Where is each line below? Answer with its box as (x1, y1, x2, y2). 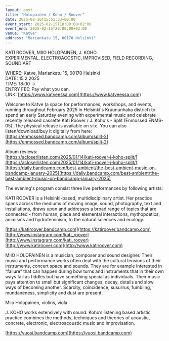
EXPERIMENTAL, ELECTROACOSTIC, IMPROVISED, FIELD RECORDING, (5, 55, 153, 61)
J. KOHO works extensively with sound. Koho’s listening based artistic (5, 309, 151, 315)
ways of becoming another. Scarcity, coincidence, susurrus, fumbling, (5, 284, 152, 290)
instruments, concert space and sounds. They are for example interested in (5, 263, 162, 269)
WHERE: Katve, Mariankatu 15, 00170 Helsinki (5, 70, 100, 76)
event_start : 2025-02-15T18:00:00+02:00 (5, 21, 92, 27)
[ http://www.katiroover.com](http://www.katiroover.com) (5, 242, 123, 248)
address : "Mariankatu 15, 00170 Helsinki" (5, 36, 96, 41)
